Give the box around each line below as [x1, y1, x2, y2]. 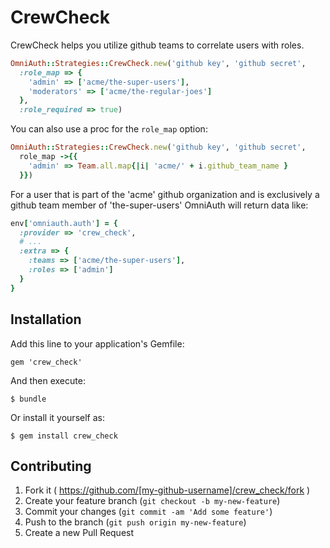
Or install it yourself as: [10, 411, 105, 423]
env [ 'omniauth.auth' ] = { [10, 218, 118, 228]
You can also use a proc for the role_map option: [10, 123, 208, 135]
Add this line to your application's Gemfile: [10, 337, 185, 350]
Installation [10, 311, 82, 328]
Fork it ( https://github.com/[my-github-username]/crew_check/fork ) [24, 484, 311, 496]
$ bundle [10, 394, 47, 404]
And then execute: [10, 374, 86, 386]
